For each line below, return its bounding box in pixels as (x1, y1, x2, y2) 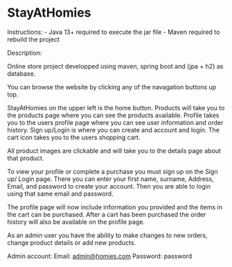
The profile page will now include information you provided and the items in (7, 203, 223, 211)
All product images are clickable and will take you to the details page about (7, 146, 222, 155)
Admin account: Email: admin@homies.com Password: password (7, 252, 193, 260)
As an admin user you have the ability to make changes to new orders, (7, 231, 208, 239)
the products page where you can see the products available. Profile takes (7, 111, 220, 119)
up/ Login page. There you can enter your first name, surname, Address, (7, 175, 215, 183)
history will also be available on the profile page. (7, 217, 145, 226)
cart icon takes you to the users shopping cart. (7, 133, 141, 141)
